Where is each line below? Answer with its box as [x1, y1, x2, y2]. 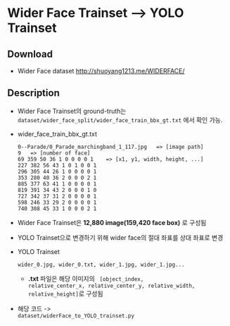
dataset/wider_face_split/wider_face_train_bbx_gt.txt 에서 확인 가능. [17, 115, 223, 124]
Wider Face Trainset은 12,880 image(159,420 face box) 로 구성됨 [17, 218, 207, 227]
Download [7, 48, 53, 60]
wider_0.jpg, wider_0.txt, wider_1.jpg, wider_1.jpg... [17, 261, 185, 268]
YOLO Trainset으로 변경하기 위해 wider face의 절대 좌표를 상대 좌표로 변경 [17, 233, 224, 241]
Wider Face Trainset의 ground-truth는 [17, 107, 127, 115]
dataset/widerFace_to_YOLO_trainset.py [17, 312, 135, 319]
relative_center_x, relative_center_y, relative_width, [27, 282, 196, 289]
